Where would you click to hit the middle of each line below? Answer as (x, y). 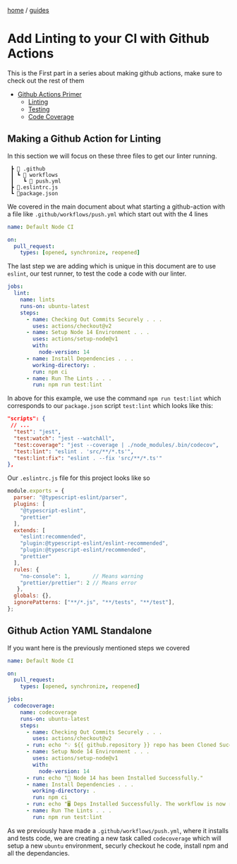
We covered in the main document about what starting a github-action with (116, 206)
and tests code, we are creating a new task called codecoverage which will (114, 838)
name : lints (37, 300)
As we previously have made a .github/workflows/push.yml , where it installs (118, 830)
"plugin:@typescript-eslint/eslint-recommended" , (95, 543)
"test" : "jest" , (37, 432)
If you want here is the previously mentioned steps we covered (99, 648)
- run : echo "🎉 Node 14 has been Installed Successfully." (114, 778)
